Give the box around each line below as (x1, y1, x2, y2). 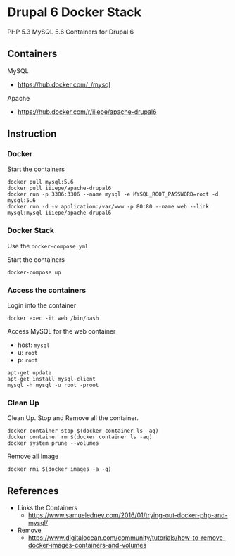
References (7, 485, 59, 497)
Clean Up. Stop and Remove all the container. (7, 414, 139, 422)
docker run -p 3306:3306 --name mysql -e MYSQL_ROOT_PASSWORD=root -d (7, 191, 219, 198)
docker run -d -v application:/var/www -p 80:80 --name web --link (7, 203, 210, 210)
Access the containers (7, 285, 87, 295)
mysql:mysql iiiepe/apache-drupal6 (7, 209, 112, 217)
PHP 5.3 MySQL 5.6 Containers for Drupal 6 (7, 27, 134, 36)
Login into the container (7, 301, 77, 310)
